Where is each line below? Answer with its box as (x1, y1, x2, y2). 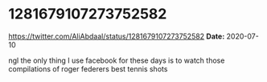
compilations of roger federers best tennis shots (8, 64, 168, 73)
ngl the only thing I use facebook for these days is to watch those (8, 55, 225, 65)
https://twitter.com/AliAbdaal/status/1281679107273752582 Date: (8, 31, 225, 41)
